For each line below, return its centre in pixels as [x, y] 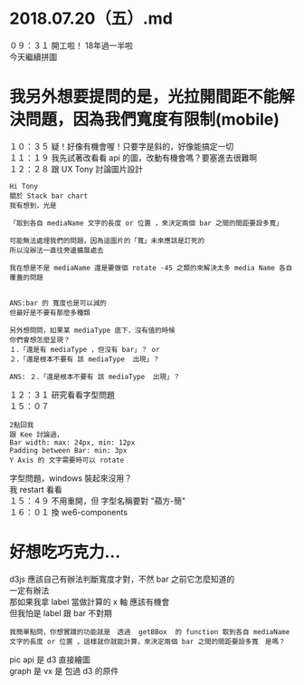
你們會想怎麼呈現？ [40, 340]
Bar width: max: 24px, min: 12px [72, 442]
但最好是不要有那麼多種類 [50, 313]
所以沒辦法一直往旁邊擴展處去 [57, 250]
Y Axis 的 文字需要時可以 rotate [67, 460]
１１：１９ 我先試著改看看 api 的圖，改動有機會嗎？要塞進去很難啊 [133, 157]
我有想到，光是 [33, 205]
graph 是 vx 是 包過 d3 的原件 [64, 670]
